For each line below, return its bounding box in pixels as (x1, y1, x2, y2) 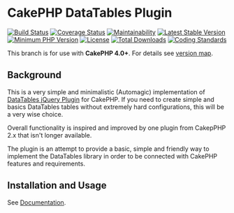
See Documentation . (7, 198, 66, 207)
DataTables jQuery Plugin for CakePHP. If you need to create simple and (7, 95, 214, 103)
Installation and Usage (7, 179, 107, 191)
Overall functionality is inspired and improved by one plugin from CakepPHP (7, 124, 226, 132)
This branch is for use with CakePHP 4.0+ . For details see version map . (7, 49, 213, 57)
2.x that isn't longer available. (7, 131, 92, 139)
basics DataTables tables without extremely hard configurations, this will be (7, 103, 225, 111)
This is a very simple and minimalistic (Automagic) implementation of (7, 87, 205, 96)
